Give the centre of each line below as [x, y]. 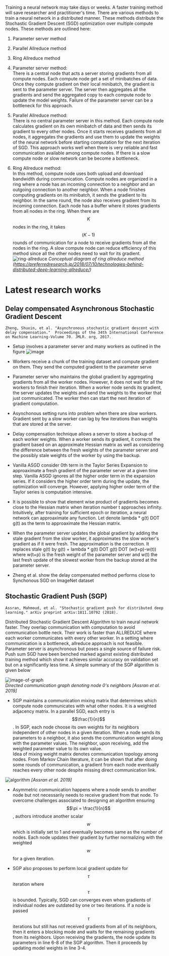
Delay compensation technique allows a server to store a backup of [82, 434]
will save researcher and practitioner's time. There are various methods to [82, 13]
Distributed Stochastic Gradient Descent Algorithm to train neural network [82, 622]
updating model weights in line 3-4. [49, 948]
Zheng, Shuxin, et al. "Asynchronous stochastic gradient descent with [82, 328]
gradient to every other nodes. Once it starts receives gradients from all [87, 131]
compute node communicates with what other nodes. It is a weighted [84, 706]
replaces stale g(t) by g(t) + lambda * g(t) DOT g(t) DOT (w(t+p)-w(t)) [84, 549]
